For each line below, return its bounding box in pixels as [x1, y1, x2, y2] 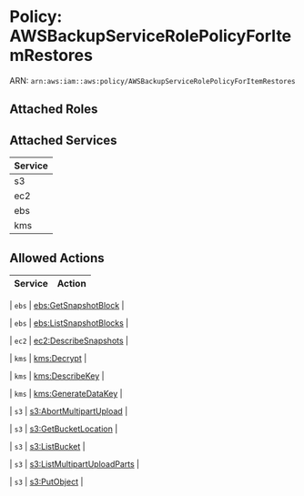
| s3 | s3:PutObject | [9, 476, 84, 487]
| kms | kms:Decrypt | [9, 352, 87, 363]
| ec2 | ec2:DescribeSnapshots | [9, 335, 129, 346]
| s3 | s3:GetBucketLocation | [9, 423, 118, 434]
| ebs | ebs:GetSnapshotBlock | [9, 299, 125, 310]
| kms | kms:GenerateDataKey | [9, 388, 123, 399]
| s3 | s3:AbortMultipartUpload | [9, 405, 128, 416]
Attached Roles [9, 102, 98, 117]
